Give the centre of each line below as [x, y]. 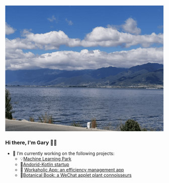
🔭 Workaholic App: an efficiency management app [72, 170]
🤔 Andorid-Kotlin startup [45, 164]
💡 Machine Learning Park [46, 159]
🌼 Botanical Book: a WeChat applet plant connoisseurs [76, 175]
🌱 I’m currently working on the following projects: [63, 153]
